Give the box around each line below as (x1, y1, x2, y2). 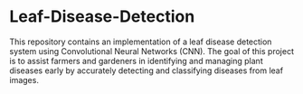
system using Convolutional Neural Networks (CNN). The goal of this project (9, 45, 294, 56)
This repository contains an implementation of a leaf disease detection (9, 36, 272, 47)
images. (9, 74, 39, 85)
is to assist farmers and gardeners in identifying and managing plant (9, 55, 264, 66)
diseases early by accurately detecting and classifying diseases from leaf (9, 65, 283, 76)
